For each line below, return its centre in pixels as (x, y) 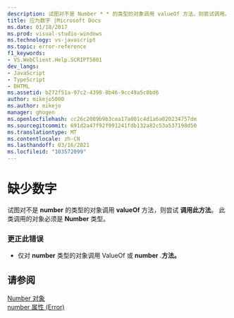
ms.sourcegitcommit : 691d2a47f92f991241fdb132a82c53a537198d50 (102, 125)
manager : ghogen (31, 112)
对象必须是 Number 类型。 (70, 218)
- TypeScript (26, 79)
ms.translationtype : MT (42, 132)
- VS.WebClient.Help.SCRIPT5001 (55, 60)
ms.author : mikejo (34, 106)
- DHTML (19, 86)
